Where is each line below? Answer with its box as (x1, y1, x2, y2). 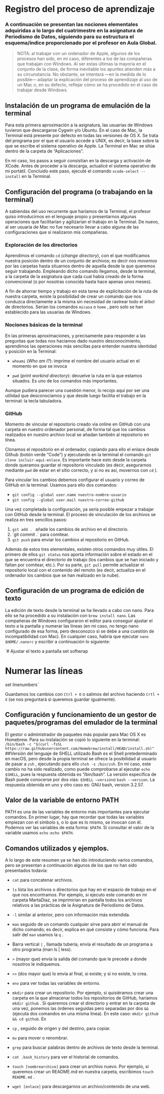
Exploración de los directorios (5, 242, 78, 249)
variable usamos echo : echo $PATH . (5, 830, 74, 836)
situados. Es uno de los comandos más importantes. (12, 377, 118, 384)
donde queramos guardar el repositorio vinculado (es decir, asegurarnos (5, 462, 152, 468)
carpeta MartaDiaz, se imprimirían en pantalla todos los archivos (12, 897, 142, 903)
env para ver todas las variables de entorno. (12, 980, 100, 986)
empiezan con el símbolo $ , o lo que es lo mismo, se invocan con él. (5, 819, 142, 825)
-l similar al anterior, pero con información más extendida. (12, 912, 131, 918)
